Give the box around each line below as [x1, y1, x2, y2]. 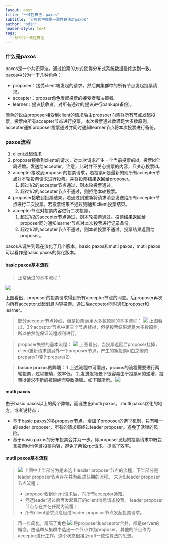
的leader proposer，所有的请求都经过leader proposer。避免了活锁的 [12, 424, 154, 430]
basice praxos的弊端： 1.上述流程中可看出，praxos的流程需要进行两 [17, 364, 160, 370]
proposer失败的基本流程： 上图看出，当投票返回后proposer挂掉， [17, 341, 160, 347]
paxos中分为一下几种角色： [5, 72, 62, 78]
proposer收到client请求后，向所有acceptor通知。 [25, 491, 127, 497]
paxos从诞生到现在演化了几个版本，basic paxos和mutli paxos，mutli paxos [5, 243, 161, 249]
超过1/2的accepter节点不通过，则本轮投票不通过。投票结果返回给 [20, 226, 155, 232]
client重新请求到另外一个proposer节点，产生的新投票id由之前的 [17, 347, 149, 353]
